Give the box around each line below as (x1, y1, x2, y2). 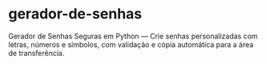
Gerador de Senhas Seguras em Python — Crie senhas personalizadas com (8, 31, 258, 41)
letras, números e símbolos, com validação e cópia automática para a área (8, 39, 254, 49)
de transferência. (8, 48, 65, 58)
